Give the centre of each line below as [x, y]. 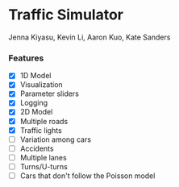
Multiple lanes [43, 157]
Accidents [37, 148]
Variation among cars [55, 139]
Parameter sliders [49, 93]
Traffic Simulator [66, 15]
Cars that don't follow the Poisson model [87, 176]
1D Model [35, 76]
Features [26, 58]
